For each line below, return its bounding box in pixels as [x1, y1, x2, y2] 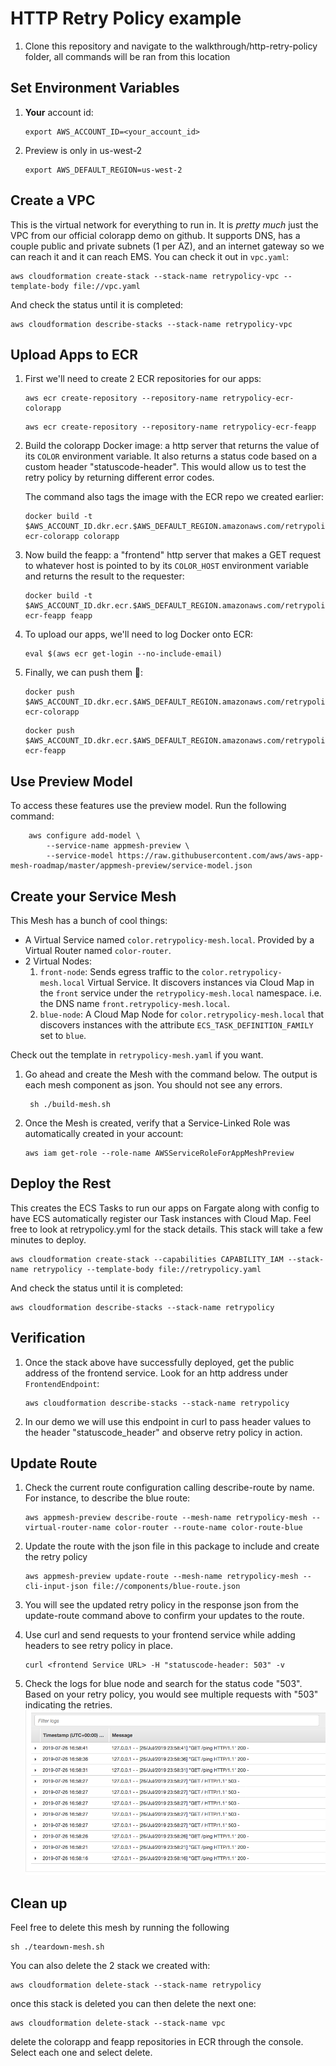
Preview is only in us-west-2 [24, 144, 143, 156]
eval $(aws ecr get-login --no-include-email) [24, 649, 223, 659]
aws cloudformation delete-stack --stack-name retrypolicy [10, 1980, 262, 1991]
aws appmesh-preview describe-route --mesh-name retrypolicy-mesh [24, 1513, 308, 1523]
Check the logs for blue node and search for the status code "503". [24, 1678, 303, 1690]
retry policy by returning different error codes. [24, 472, 215, 484]
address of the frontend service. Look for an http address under [24, 1367, 289, 1379]
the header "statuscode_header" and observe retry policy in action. [24, 1426, 303, 1438]
